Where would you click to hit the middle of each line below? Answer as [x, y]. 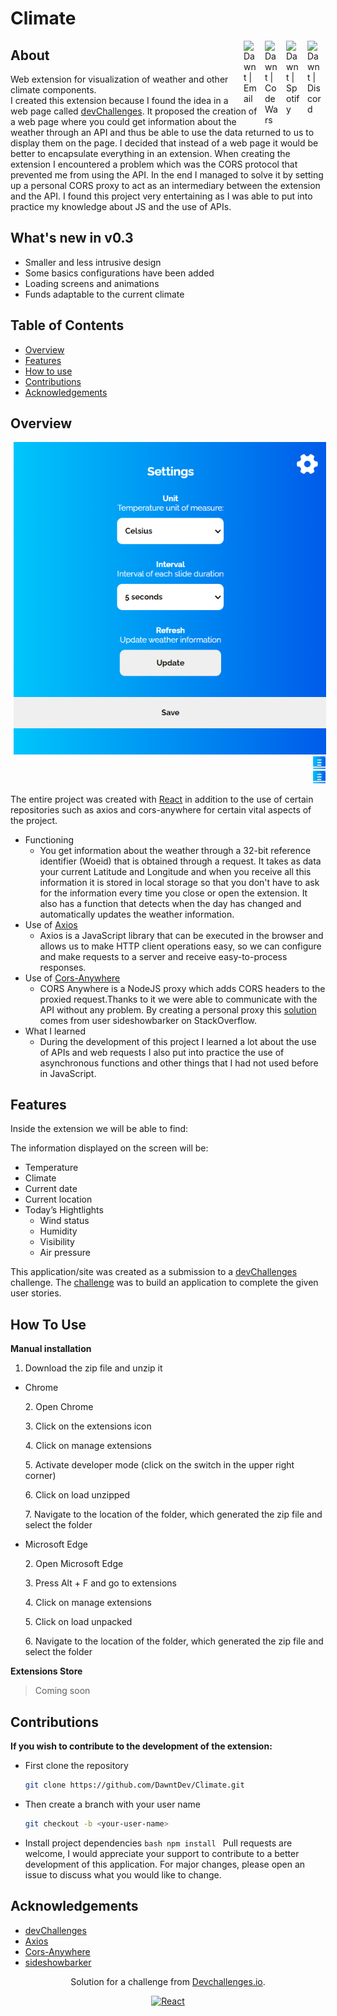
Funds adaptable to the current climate [104, 294]
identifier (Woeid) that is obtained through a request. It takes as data [180, 861]
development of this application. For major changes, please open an [165, 1864]
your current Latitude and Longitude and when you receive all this [175, 871]
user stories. [36, 1293]
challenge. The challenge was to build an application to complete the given [164, 1283]
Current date [51, 1189]
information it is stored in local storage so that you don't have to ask [179, 882]
